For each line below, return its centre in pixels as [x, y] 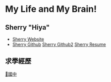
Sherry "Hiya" [28, 27]
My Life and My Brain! [51, 9]
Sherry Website [28, 39]
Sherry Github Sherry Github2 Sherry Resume [59, 44]
